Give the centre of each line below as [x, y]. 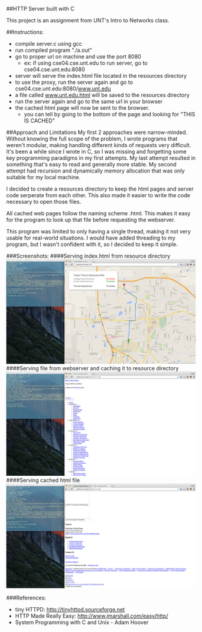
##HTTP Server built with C [40, 9]
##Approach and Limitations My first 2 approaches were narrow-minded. [97, 132]
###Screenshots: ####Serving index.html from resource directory [88, 256]
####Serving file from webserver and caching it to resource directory [93, 368]
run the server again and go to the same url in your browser [89, 101]
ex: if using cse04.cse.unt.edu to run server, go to [86, 63]
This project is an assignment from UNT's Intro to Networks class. [88, 20]
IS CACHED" [39, 121]
